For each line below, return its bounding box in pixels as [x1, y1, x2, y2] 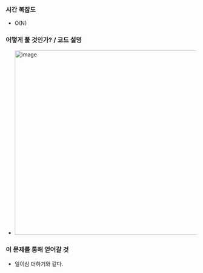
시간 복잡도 [5, 5, 36, 13]
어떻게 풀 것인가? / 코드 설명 [5, 36, 82, 44]
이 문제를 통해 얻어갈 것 [5, 245, 69, 254]
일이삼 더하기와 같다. [14, 260, 64, 268]
